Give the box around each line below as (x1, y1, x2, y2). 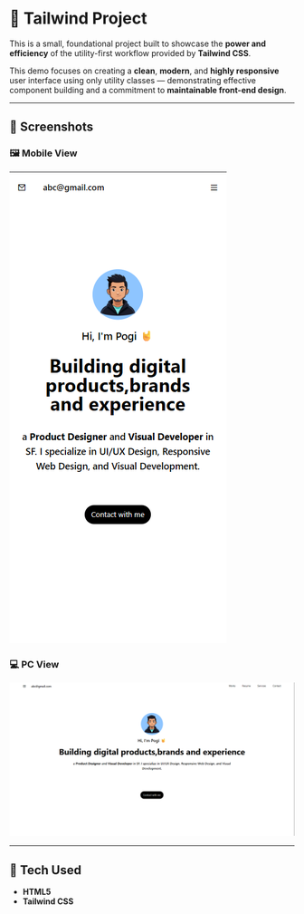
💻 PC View (9, 658, 60, 670)
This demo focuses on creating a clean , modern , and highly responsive (9, 65, 280, 76)
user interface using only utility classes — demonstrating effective (9, 74, 256, 85)
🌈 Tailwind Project (9, 8, 147, 29)
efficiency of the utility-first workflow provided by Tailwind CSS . (9, 47, 252, 58)
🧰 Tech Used (9, 862, 81, 878)
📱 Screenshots (9, 120, 94, 135)
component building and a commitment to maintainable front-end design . (9, 84, 287, 95)
